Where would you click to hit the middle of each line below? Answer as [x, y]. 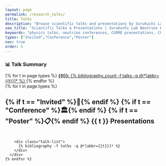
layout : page [19, 10]
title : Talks [19, 19]
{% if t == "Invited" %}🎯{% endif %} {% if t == [78, 102]
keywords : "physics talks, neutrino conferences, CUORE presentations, [80, 33]
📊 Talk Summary [26, 64]
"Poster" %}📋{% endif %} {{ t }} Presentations [80, 121]
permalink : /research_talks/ [35, 14]
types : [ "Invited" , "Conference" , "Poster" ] [49, 38]
